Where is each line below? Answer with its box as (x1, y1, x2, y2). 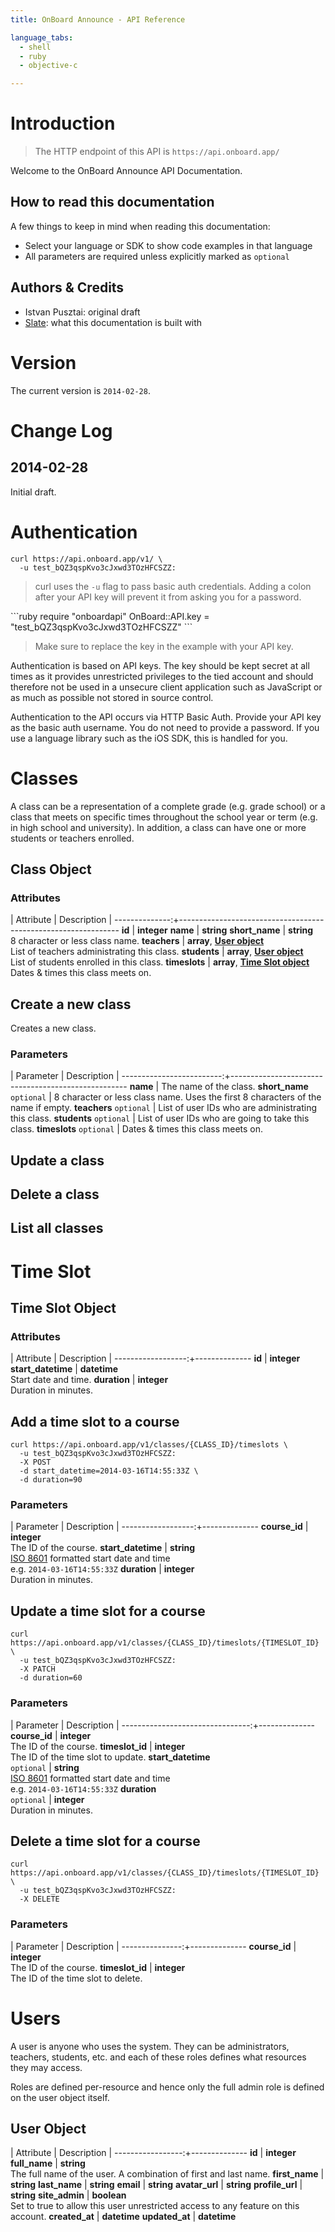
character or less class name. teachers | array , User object (18, 935, 265, 947)
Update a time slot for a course (10, 1602, 206, 1620)
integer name (136, 924, 195, 936)
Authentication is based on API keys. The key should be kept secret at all (10, 659, 310, 671)
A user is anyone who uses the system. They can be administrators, (10, 2040, 290, 2052)
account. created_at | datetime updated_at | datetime (10, 2211, 237, 2223)
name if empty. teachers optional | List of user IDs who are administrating (10, 1102, 317, 1114)
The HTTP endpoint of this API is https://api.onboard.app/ (34, 146, 280, 158)
